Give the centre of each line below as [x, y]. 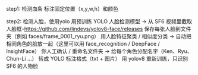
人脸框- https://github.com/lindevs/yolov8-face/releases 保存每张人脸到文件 [99, 29]
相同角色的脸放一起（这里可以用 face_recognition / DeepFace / [83, 44]
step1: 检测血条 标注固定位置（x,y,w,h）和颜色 [62, 9]
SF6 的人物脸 [22, 66]
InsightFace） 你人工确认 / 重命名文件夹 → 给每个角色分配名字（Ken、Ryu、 [99, 51]
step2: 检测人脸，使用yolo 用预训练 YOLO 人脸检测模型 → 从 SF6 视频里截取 [99, 21]
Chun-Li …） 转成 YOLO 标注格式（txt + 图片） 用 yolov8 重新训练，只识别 [97, 59]
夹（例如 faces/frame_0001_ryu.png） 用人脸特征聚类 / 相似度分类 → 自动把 [99, 36]
